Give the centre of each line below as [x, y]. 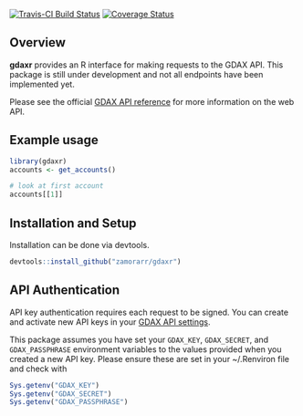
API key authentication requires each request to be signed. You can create [149, 312]
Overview [38, 42]
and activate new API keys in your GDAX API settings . [110, 322]
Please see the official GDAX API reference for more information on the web [152, 101]
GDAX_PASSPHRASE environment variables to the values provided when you [146, 349]
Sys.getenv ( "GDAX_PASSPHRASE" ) [69, 402]
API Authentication [65, 291]
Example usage [54, 140]
